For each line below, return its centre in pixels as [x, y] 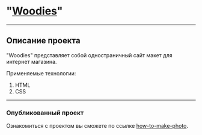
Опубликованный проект [45, 113]
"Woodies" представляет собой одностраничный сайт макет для [89, 55]
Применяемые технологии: [41, 73]
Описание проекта [43, 41]
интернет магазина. [32, 61]
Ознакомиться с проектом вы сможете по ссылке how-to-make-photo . [97, 126]
